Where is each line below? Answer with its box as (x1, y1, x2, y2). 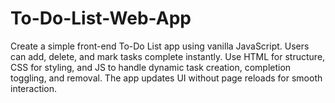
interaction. (10, 82, 58, 94)
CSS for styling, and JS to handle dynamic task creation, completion (10, 61, 292, 73)
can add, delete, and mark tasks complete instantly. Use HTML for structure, (10, 50, 326, 62)
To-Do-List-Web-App (10, 7, 192, 30)
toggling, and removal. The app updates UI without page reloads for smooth (10, 72, 323, 84)
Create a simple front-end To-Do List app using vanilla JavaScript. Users (10, 40, 310, 52)
